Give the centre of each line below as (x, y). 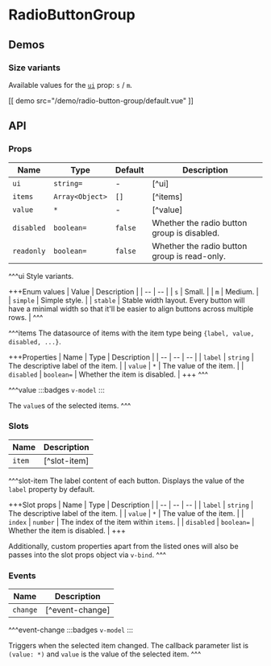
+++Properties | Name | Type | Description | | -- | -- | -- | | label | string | (131, 357)
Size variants (34, 68)
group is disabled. (186, 233)
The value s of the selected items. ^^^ (70, 406)
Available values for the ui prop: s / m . (71, 85)
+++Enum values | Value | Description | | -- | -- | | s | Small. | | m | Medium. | (134, 291)
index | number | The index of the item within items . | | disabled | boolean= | (131, 522)
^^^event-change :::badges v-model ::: (71, 630)
